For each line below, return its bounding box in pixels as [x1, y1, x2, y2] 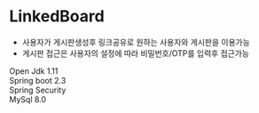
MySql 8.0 [9, 93, 47, 104]
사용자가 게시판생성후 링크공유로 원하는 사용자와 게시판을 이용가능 [21, 36, 250, 47]
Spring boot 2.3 [9, 75, 67, 85]
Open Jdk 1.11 [9, 65, 59, 77]
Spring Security [9, 85, 67, 95]
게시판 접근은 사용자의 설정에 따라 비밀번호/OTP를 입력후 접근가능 [21, 47, 250, 59]
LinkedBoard [9, 6, 105, 27]
